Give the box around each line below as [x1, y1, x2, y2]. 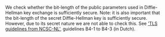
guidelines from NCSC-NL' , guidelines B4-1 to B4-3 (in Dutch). [5, 26, 136, 32]
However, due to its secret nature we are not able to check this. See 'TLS [5, 20, 158, 26]
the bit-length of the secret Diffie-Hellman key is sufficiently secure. [5, 15, 147, 21]
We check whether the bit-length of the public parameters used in [5, 5, 144, 10]
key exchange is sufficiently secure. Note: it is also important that [23, 10, 160, 16]
